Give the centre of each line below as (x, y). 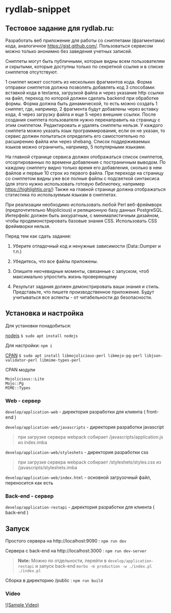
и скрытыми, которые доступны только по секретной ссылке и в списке (84, 67)
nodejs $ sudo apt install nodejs (42, 336)
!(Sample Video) (22, 605)
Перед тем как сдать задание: (38, 236)
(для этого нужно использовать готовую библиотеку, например (75, 184)
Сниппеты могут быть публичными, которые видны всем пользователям (85, 61)
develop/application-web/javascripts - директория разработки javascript (85, 427)
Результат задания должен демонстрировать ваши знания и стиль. (86, 286)
